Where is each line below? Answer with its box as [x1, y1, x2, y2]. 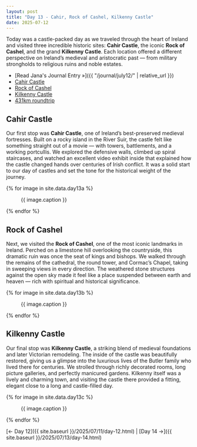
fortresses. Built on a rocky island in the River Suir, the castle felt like [6, 136, 172, 143]
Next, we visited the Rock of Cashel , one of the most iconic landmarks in [6, 241, 183, 247]
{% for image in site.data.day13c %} [6, 393, 94, 401]
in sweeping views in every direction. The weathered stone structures [6, 265, 175, 272]
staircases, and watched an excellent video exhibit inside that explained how [6, 155, 192, 162]
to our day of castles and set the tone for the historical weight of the [6, 167, 171, 174]
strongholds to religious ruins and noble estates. [6, 61, 123, 68]
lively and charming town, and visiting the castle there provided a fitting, [6, 376, 181, 383]
